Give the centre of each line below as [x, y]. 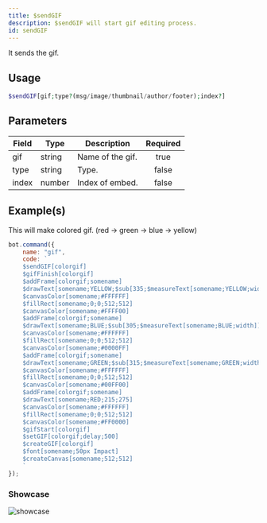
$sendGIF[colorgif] [55, 267]
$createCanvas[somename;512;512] [78, 459]
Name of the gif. [107, 157]
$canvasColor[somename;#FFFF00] [76, 311]
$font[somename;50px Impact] [71, 451]
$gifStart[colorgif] [56, 429]
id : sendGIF [28, 30]
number [55, 182]
